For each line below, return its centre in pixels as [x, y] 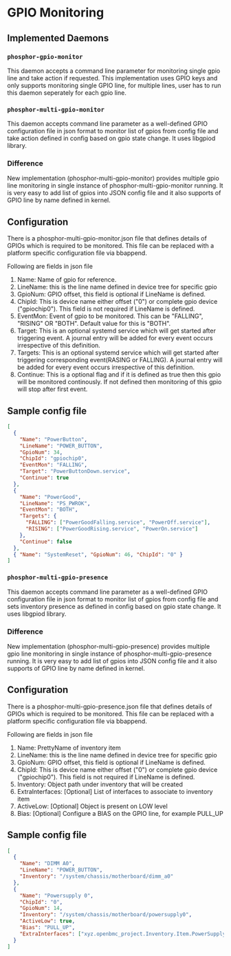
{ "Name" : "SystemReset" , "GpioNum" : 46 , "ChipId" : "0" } [98, 555]
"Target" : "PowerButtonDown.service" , [75, 471]
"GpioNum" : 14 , [41, 909]
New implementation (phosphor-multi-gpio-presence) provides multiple [109, 646]
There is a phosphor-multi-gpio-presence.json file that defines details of [110, 707]
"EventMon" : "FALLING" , [54, 465]
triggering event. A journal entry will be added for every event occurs [115, 338]
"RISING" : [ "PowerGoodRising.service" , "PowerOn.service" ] [111, 529]
